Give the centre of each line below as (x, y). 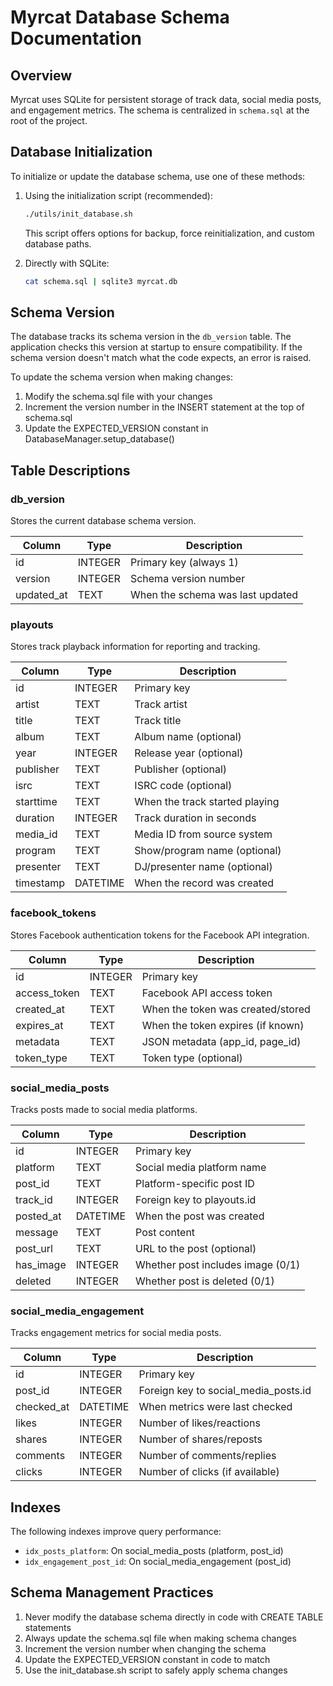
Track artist (161, 704)
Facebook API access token (207, 993)
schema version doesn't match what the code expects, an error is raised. (161, 358)
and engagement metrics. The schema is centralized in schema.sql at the (160, 110)
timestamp (40, 883)
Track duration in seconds (195, 818)
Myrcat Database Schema (120, 17)
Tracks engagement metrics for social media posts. (116, 1333)
